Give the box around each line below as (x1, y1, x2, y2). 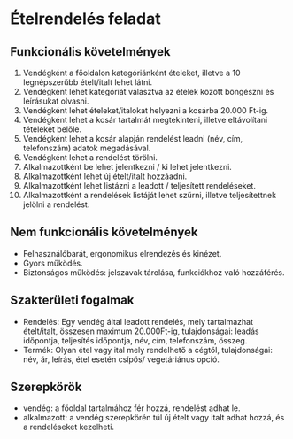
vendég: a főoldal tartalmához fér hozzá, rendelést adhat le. (22, 403, 242, 413)
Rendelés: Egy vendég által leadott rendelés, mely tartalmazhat (22, 316, 253, 327)
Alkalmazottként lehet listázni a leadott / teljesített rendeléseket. (22, 181, 256, 190)
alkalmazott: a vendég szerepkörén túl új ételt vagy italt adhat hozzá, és (22, 412, 285, 423)
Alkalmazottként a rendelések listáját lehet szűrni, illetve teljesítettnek (22, 190, 277, 200)
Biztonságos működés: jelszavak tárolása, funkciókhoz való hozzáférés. (22, 266, 286, 278)
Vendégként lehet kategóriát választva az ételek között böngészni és (22, 87, 274, 96)
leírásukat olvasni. (22, 96, 89, 106)
